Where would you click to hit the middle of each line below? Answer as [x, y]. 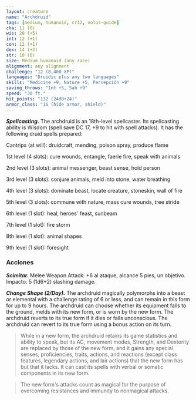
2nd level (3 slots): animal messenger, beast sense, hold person [83, 167]
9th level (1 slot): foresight [38, 247]
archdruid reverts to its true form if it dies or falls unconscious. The [87, 318]
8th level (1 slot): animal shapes [44, 236]
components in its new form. [55, 373]
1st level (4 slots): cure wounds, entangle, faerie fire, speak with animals [93, 156]
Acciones [20, 263]
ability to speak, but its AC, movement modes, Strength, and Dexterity [105, 342]
